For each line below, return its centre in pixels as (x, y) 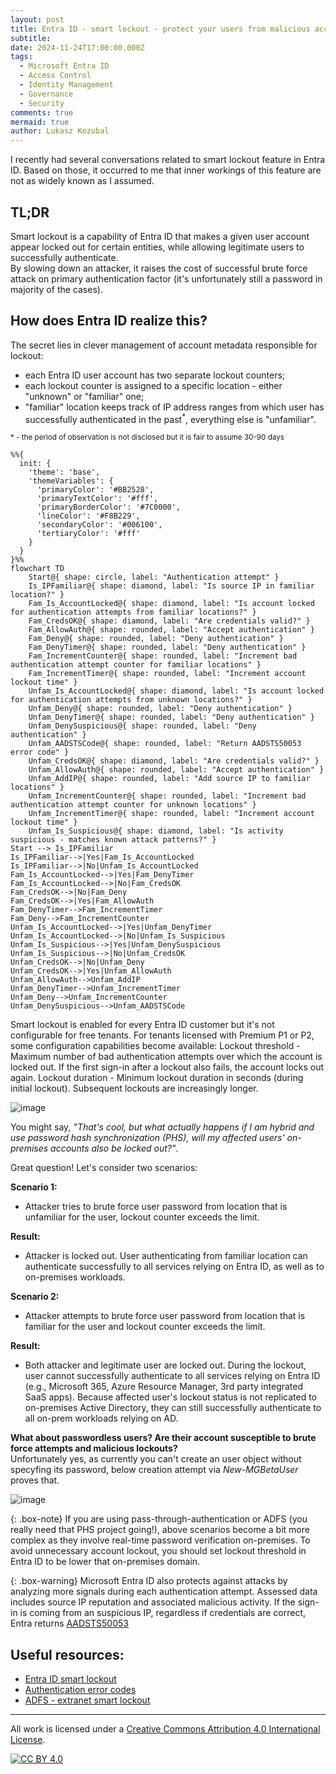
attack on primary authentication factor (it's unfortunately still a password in (166, 278)
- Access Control (55, 76)
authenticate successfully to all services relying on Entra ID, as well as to (174, 1267)
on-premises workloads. (75, 1277)
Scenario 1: (34, 1187)
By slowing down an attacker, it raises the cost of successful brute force (159, 268)
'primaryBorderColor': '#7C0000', (109, 507)
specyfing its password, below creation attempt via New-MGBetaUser (154, 1470)
